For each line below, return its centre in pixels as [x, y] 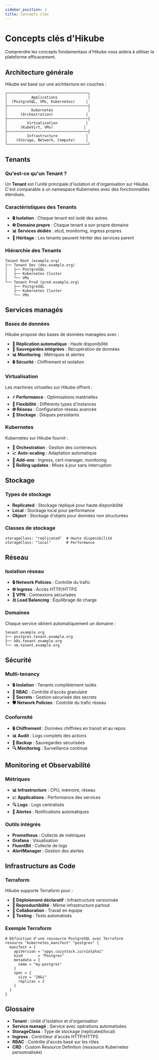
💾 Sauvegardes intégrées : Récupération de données [66, 349]
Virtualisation [21, 376]
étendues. [15, 194]
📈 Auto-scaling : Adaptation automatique [54, 453]
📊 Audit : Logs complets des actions [49, 735]
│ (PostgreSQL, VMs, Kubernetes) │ [47, 102]
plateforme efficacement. [30, 57]
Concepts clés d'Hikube [55, 38]
